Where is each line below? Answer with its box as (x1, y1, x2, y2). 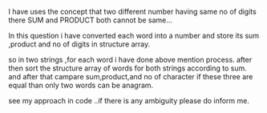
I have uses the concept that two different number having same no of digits (8, 7, 257, 16)
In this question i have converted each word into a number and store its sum (8, 31, 259, 40)
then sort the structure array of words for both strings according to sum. (8, 63, 247, 73)
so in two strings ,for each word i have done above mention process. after (8, 55, 253, 64)
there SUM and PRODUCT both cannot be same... (8, 15, 172, 25)
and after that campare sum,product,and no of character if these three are (8, 72, 253, 81)
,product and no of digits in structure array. (8, 39, 151, 49)
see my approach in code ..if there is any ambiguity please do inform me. (8, 96, 250, 105)
